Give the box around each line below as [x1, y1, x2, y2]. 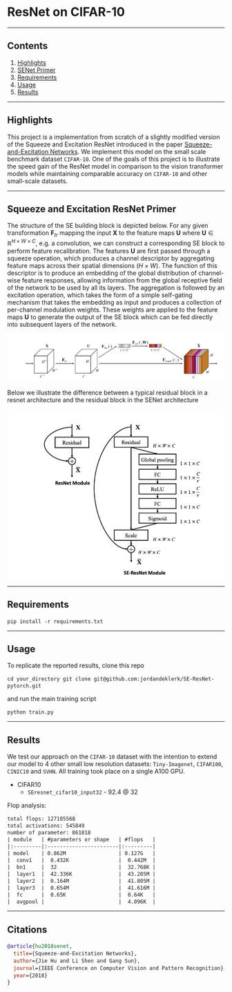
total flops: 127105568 [7, 816, 76, 823]
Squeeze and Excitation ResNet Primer [7, 203, 177, 215]
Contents [7, 40, 48, 52]
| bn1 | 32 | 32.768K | [7, 864, 156, 871]
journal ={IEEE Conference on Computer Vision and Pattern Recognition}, [13, 964, 227, 971]
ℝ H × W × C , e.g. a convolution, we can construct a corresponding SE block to [7, 238, 225, 247]
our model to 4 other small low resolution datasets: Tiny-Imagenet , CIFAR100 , [7, 760, 224, 768]
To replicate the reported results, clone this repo [7, 661, 145, 670]
